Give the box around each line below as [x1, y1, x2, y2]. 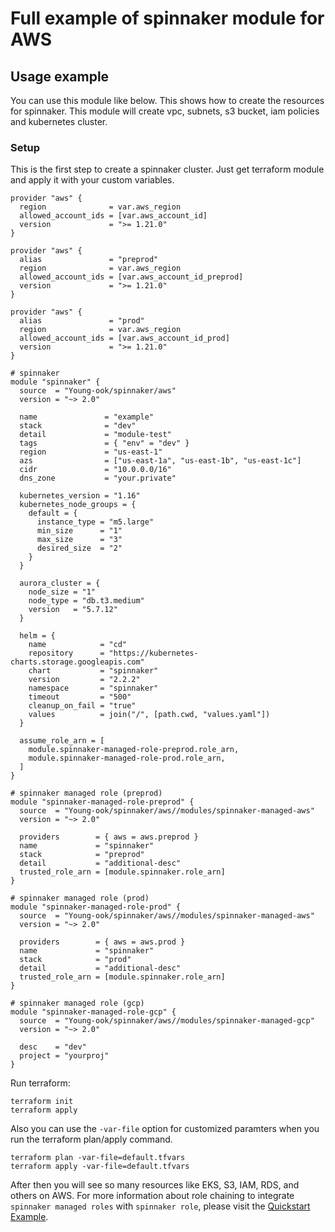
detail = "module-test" [19, 430, 172, 440]
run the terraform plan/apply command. [10, 1133, 173, 1146]
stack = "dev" [19, 421, 137, 431]
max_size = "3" [36, 535, 123, 545]
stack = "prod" [19, 955, 132, 965]
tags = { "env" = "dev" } [19, 438, 190, 449]
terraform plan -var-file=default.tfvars [10, 1153, 186, 1163]
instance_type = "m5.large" [36, 517, 155, 527]
